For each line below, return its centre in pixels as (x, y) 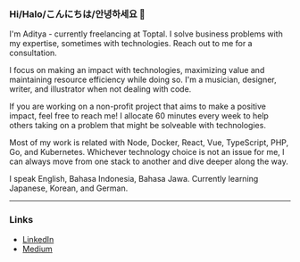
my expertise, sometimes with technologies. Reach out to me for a (131, 44)
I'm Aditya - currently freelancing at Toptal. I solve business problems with (146, 34)
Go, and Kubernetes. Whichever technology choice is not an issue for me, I (147, 152)
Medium (37, 249)
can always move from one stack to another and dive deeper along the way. (149, 161)
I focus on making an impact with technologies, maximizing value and (137, 70)
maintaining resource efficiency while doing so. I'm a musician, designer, (143, 80)
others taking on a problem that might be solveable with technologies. (137, 126)
